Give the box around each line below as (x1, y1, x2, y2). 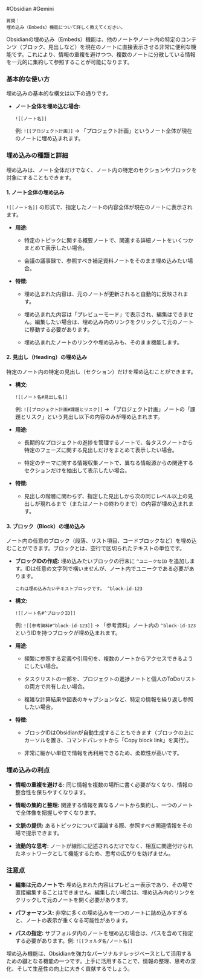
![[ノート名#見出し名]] (14, 394, 68, 400)
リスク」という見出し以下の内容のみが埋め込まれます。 (25, 413, 163, 420)
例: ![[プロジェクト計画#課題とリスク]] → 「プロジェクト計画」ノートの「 (14, 406, 190, 413)
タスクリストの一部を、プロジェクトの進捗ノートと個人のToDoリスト (24, 675, 196, 682)
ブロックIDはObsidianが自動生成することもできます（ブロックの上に (24, 729, 195, 736)
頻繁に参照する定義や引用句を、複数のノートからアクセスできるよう (24, 655, 193, 662)
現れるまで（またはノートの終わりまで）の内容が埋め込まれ (40, 500, 188, 507)
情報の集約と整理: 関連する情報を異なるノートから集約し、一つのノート (14, 801, 193, 809)
